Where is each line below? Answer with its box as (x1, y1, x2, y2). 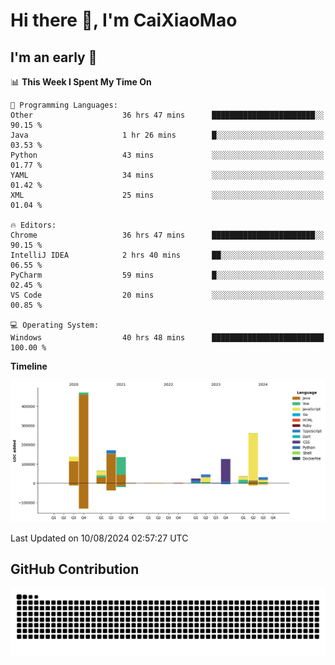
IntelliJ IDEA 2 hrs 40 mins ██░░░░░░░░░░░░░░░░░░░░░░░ (10, 250, 325, 260)
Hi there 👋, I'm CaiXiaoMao (10, 9, 238, 32)
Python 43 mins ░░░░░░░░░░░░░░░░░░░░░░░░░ (10, 150, 325, 160)
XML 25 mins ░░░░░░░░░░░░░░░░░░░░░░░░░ (10, 190, 325, 200)
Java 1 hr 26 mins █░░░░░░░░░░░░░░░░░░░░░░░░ (10, 130, 325, 140)
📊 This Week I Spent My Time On (10, 76, 152, 88)
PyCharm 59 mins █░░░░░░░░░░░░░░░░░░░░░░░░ (10, 270, 325, 280)
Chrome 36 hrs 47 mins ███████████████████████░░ (10, 230, 325, 240)
